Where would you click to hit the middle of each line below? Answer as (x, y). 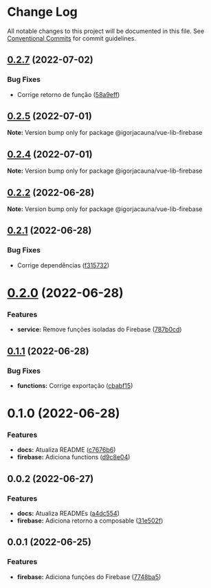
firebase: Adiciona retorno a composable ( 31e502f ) (90, 521)
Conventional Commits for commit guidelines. (71, 38)
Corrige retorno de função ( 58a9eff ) (68, 94)
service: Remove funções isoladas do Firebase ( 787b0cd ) (99, 329)
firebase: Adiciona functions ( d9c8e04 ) (74, 457)
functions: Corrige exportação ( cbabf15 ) (75, 385)
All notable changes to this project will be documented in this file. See (106, 31)
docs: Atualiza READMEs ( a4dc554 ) (68, 514)
